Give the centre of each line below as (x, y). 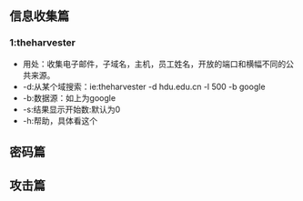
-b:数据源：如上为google (69, 97)
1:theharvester (42, 43)
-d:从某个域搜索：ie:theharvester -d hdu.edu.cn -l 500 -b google (144, 86)
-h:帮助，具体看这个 (60, 120)
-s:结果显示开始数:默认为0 (71, 109)
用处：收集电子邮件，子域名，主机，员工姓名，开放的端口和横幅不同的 (154, 64)
